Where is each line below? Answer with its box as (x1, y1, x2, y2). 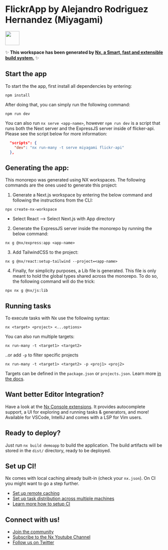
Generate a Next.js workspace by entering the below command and (12, 192, 152, 198)
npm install (5, 93, 30, 98)
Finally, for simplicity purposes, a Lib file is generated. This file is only (12, 268, 156, 274)
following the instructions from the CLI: (12, 197, 93, 204)
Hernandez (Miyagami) (5, 14, 103, 26)
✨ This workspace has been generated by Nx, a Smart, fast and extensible (5, 49, 163, 55)
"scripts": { (10, 140, 37, 145)
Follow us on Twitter (12, 539, 54, 545)
